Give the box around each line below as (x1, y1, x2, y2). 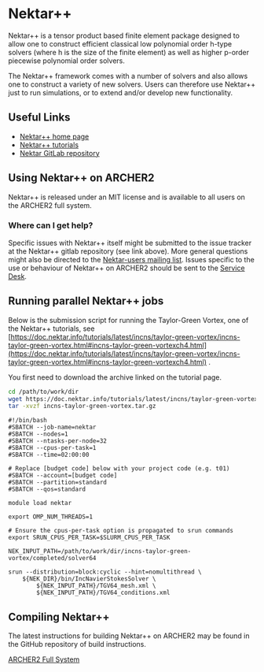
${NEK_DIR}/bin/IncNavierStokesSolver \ (22, 575, 156, 583)
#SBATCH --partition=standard (8, 478, 108, 487)
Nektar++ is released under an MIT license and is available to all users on (8, 192, 246, 202)
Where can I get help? (8, 220, 93, 231)
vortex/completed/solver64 (8, 555, 97, 562)
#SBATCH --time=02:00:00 (8, 451, 90, 459)
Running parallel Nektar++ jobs (8, 295, 164, 308)
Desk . (8, 271, 27, 280)
